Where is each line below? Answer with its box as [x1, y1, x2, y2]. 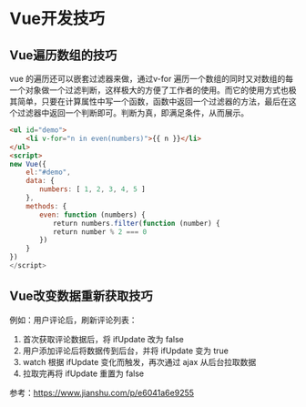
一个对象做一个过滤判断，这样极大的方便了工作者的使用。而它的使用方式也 [9, 85, 289, 96]
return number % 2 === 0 [53, 227, 148, 237]
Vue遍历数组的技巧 [9, 47, 117, 63]
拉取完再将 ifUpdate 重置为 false [22, 368, 144, 379]
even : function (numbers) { [39, 210, 146, 219]
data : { [25, 177, 55, 186]
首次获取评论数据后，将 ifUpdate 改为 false [22, 333, 184, 344]
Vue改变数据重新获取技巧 [9, 289, 153, 304]
